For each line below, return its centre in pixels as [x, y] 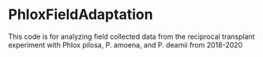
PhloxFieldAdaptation [81, 15]
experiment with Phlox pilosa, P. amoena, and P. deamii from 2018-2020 [126, 44]
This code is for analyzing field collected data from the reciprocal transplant [131, 36]
